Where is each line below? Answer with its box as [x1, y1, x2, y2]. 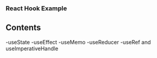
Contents [5, 23, 41, 33]
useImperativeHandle [5, 45, 59, 52]
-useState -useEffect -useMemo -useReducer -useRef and [5, 38, 151, 45]
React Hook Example [5, 4, 67, 13]
